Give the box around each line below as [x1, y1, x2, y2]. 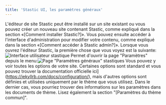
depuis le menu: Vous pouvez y [5, 57, 156, 63]
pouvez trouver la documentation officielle [5, 68, 92, 74]
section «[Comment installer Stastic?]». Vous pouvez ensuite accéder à [5, 31, 151, 37]
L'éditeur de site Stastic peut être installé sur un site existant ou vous [5, 21, 146, 27]
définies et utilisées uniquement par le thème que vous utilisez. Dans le [5, 79, 150, 85]
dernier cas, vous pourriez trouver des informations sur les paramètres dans [5, 84, 161, 90]
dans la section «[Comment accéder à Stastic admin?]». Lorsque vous [5, 42, 149, 48]
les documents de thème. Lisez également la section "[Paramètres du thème [5, 89, 162, 95]
